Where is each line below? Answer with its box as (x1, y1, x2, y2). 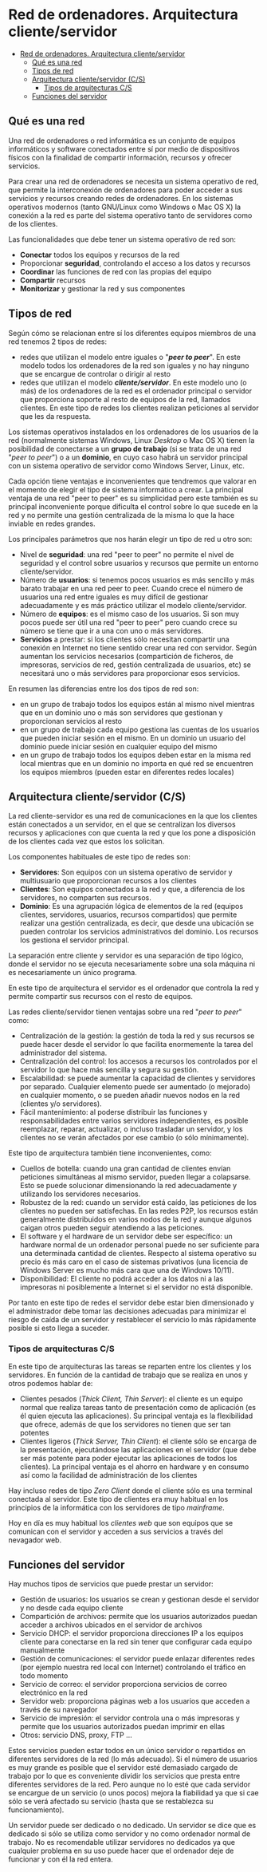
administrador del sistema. (19, 1048, 108, 1058)
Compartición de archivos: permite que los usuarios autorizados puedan (19, 1612, 257, 1621)
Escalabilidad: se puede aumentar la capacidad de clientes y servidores (19, 1073, 256, 1083)
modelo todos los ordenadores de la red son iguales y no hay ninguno (19, 361, 249, 370)
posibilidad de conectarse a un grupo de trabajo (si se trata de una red (8, 444, 241, 453)
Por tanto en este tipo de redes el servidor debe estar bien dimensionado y (8, 1298, 255, 1308)
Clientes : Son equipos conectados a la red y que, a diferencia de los (19, 884, 245, 895)
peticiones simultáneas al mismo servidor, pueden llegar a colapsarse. (19, 1172, 251, 1182)
